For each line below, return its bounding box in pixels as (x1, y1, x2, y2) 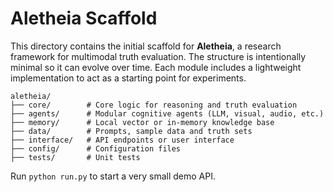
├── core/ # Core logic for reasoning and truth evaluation (10, 100, 298, 110)
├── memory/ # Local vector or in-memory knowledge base (10, 117, 275, 127)
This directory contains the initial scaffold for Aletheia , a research (10, 40, 282, 52)
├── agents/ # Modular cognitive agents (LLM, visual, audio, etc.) (10, 108, 325, 119)
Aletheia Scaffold (10, 7, 158, 30)
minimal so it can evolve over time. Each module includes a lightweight (10, 61, 302, 73)
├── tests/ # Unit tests (10, 152, 141, 162)
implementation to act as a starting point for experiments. (10, 72, 247, 84)
